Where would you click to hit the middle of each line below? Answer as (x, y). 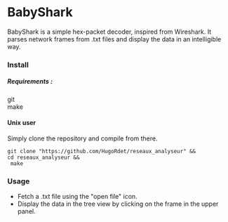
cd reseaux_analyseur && (43, 158)
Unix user (22, 123)
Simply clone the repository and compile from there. (82, 138)
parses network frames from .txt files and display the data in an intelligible (114, 39)
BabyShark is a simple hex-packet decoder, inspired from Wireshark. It (109, 32)
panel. (27, 211)
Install (18, 65)
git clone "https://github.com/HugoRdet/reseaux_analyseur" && (102, 152)
